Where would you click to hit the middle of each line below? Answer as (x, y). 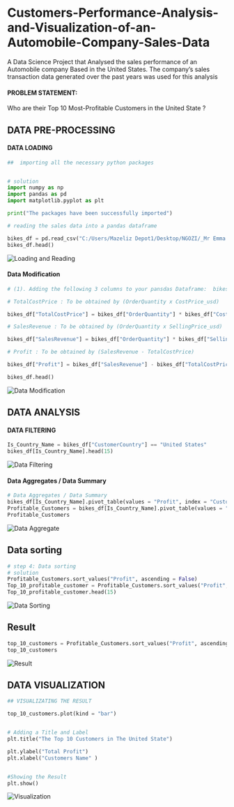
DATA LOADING (30, 148)
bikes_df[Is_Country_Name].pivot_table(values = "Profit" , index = (107, 502)
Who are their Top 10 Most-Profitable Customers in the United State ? (107, 108)
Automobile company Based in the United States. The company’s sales (109, 69)
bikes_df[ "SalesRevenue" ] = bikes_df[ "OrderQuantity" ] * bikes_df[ (107, 340)
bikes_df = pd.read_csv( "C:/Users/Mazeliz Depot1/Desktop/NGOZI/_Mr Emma (117, 239)
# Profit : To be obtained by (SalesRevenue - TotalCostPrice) (101, 352)
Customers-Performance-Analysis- (113, 13)
